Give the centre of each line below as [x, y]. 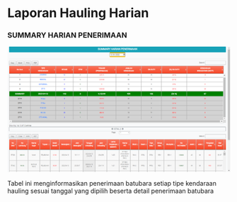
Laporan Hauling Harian [78, 13]
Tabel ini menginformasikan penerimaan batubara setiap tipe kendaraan [112, 184]
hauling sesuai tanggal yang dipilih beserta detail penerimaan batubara [111, 191]
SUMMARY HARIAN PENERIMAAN [67, 35]
